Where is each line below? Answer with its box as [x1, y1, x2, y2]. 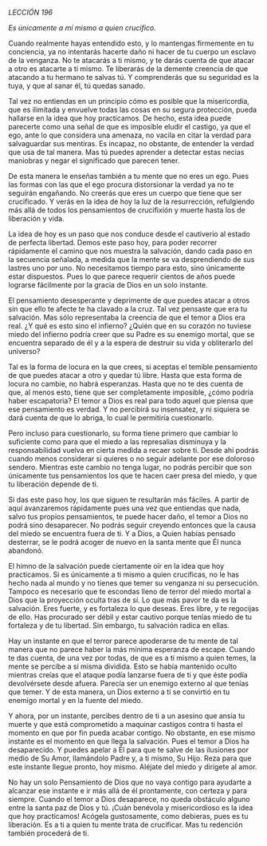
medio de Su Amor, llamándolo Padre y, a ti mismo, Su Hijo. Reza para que [8, 753, 252, 763]
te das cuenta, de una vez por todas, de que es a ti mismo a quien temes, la [8, 653, 257, 662]
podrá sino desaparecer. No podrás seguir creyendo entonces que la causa [8, 520, 257, 530]
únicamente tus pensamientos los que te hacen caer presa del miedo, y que [8, 471, 257, 480]
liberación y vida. [8, 214, 65, 223]
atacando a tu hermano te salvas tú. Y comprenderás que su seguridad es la [8, 73, 259, 81]
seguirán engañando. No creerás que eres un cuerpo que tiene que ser [8, 189, 242, 197]
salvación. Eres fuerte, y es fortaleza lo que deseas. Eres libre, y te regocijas [8, 604, 259, 613]
